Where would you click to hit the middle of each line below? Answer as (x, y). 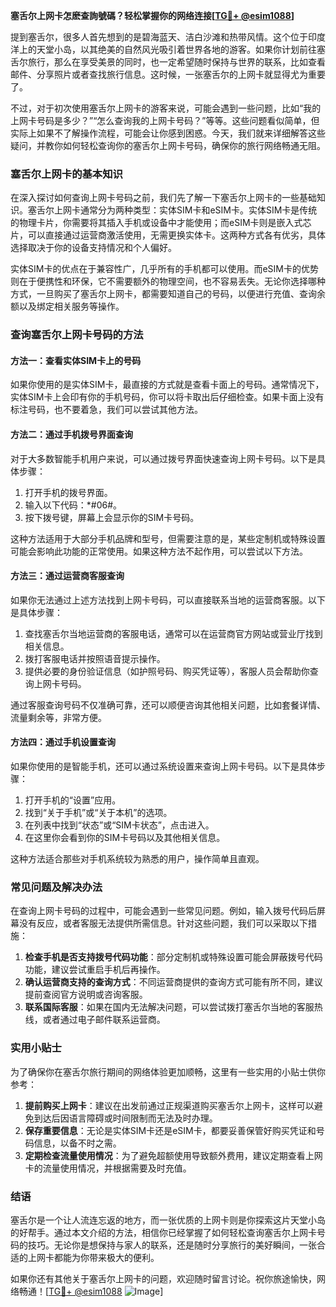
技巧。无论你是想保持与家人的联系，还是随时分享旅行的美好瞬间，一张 (172, 1245)
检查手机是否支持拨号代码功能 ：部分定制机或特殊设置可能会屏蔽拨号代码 (173, 957)
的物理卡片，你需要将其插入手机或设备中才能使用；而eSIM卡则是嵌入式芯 (161, 223)
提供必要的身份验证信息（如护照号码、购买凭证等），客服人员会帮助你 (167, 671)
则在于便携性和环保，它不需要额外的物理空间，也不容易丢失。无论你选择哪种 (168, 281)
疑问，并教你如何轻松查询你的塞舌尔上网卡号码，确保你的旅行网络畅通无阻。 (168, 145)
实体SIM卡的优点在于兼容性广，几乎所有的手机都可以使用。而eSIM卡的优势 (164, 269)
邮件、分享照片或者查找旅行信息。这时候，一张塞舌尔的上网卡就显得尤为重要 (168, 74)
